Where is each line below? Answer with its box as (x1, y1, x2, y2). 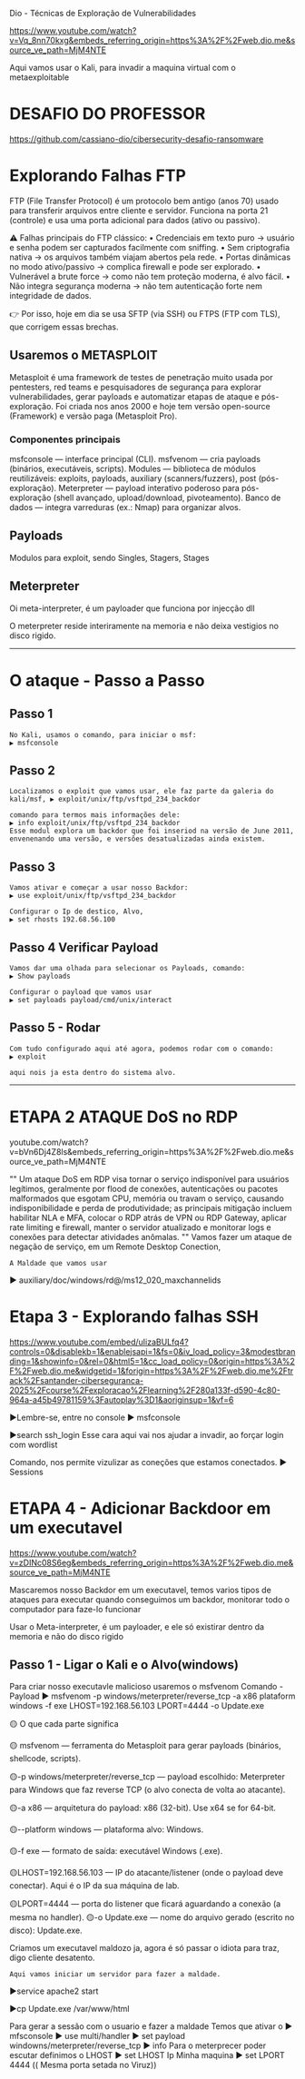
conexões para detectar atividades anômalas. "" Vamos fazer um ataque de (9, 1231, 292, 1242)
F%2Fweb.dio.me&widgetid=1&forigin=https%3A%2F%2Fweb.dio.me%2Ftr (9, 1365, 294, 1376)
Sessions (9, 1466, 44, 1477)
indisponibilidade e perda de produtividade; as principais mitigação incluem (9, 1202, 292, 1213)
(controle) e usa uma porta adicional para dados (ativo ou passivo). (9, 214, 261, 225)
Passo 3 (9, 859, 56, 874)
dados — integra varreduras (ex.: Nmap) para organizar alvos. (9, 501, 241, 512)
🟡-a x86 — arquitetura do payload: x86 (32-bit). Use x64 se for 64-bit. (9, 1802, 277, 1814)
